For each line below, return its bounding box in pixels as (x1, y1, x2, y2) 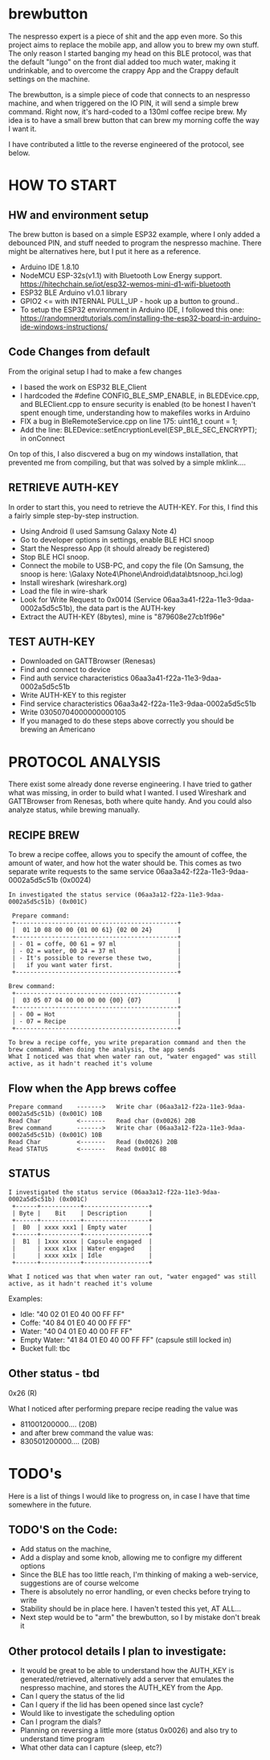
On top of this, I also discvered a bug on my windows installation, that (8, 449, 239, 458)
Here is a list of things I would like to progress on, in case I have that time (8, 1491, 251, 1500)
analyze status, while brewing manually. (8, 805, 141, 814)
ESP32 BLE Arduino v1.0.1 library (19, 287, 128, 297)
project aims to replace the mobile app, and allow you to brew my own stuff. (8, 39, 260, 49)
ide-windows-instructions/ (19, 322, 108, 331)
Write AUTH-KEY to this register (19, 691, 127, 700)
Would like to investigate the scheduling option (19, 1709, 175, 1718)
